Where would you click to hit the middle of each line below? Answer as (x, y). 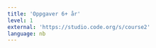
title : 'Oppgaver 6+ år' (44, 14)
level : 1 (20, 20)
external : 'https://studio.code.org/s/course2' (79, 27)
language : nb (27, 34)
